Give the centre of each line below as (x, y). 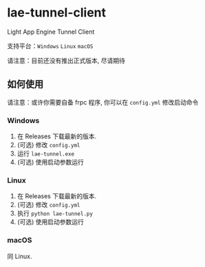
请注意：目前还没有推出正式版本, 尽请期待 (66, 61)
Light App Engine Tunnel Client (51, 32)
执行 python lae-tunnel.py (55, 213)
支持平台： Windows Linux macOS (50, 45)
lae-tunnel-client (57, 13)
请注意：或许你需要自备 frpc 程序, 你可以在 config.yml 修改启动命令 (103, 102)
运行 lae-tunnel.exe (45, 153)
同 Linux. (20, 256)
